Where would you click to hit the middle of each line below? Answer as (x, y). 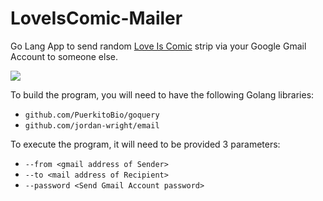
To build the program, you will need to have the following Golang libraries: (162, 94)
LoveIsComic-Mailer (96, 18)
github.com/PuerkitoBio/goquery (92, 115)
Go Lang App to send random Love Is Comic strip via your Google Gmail (158, 46)
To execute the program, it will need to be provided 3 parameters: (145, 144)
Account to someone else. (64, 56)
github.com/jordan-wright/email (92, 125)
